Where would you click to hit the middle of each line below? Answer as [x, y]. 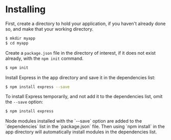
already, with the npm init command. [44, 58]
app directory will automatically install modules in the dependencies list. [81, 132]
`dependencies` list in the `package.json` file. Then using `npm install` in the [85, 127]
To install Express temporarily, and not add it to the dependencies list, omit [84, 97]
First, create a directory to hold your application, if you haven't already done [85, 24]
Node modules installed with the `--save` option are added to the [74, 121]
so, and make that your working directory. [49, 29]
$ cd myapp [17, 43]
